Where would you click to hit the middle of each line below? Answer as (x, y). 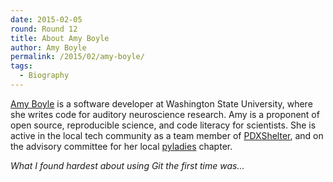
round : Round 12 (44, 29)
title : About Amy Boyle (60, 38)
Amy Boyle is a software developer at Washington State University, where (161, 103)
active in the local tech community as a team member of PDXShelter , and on (167, 135)
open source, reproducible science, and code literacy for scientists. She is (163, 125)
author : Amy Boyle (48, 47)
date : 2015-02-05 (46, 19)
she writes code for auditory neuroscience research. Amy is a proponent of (165, 114)
